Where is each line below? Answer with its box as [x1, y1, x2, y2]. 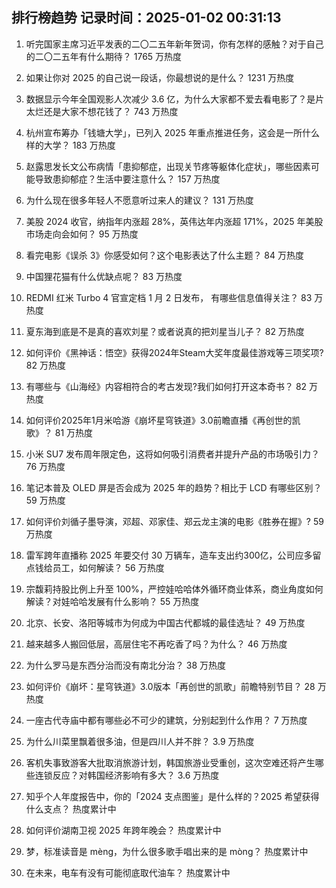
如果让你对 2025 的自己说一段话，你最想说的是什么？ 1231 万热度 [25, 71, 295, 83]
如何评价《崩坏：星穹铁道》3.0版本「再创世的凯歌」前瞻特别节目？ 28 [25, 680, 316, 692]
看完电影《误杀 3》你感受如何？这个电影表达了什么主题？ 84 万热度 [25, 249, 304, 261]
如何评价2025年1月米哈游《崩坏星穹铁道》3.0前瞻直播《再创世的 [25, 414, 293, 426]
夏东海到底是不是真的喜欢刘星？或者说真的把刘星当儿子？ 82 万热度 [25, 325, 305, 337]
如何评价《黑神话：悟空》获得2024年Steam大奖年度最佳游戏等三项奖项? [25, 346, 324, 358]
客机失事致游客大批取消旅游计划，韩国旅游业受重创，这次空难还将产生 [25, 756, 316, 768]
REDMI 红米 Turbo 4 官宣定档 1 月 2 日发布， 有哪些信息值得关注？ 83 [25, 291, 313, 303]
